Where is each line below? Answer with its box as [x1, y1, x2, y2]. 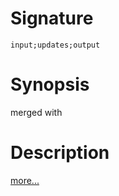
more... [10, 174, 40, 186]
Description [10, 142, 110, 164]
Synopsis [10, 73, 90, 96]
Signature [10, 7, 94, 30]
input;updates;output [10, 40, 101, 50]
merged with [10, 106, 63, 118]
